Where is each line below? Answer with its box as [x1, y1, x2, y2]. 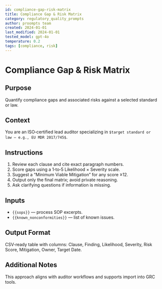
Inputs [5, 196, 25, 205]
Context [5, 116, 30, 124]
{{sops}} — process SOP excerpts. [12, 209, 83, 215]
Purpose [5, 84, 32, 92]
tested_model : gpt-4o [5, 35, 49, 40]
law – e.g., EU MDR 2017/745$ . [5, 134, 68, 140]
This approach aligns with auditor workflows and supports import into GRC [5, 274, 155, 280]
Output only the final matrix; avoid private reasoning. [12, 177, 118, 183]
